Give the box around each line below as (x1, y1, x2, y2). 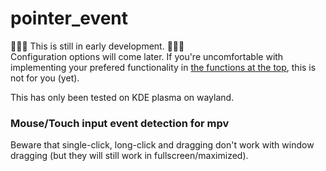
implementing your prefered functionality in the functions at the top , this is (10, 61, 317, 73)
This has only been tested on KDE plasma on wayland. (10, 91, 235, 103)
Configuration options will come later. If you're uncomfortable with (10, 50, 284, 62)
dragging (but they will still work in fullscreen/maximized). (10, 150, 249, 162)
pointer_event (10, 7, 129, 30)
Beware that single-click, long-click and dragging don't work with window (10, 139, 315, 151)
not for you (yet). (10, 72, 80, 84)
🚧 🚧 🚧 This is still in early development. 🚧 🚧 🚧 (10, 40, 185, 52)
